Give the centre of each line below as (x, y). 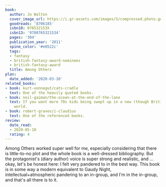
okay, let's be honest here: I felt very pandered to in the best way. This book (83, 164)
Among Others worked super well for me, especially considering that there (81, 148)
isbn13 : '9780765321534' (35, 33)
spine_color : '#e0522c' (34, 47)
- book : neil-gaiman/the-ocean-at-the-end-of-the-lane (63, 97)
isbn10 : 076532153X (30, 28)
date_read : (21, 125)
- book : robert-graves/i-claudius (41, 111)
